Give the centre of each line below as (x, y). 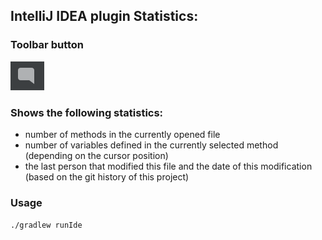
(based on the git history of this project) (107, 176)
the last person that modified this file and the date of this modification (168, 166)
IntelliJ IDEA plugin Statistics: (104, 16)
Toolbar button (47, 45)
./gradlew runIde (46, 225)
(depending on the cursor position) (96, 155)
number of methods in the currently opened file (122, 134)
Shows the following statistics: (87, 112)
